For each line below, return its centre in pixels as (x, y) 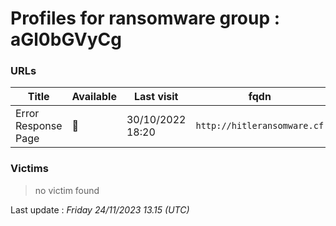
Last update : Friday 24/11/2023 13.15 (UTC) (100, 209)
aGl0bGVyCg (66, 39)
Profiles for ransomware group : (145, 18)
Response (39, 126)
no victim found (67, 190)
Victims (29, 169)
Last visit (156, 97)
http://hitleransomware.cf (260, 126)
